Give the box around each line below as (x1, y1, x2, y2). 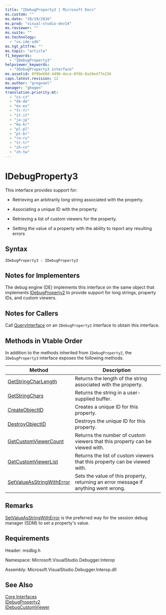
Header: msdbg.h (5, 547, 41, 553)
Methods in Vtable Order (5, 337, 83, 345)
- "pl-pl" (9, 126, 30, 131)
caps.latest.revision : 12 (5, 76, 58, 81)
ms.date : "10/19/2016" (5, 16, 52, 21)
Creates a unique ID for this (75, 403, 138, 410)
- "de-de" (9, 99, 30, 104)
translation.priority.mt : (5, 90, 58, 95)
